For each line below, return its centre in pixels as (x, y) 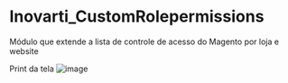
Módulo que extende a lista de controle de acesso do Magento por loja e (144, 41)
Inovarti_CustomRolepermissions (137, 17)
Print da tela (32, 69)
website (24, 51)
